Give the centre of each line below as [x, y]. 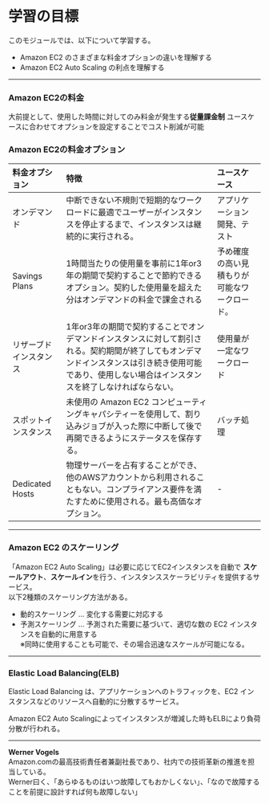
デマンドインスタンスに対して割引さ [134, 338]
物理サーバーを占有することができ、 [134, 465]
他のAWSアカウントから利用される [131, 477]
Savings [27, 275]
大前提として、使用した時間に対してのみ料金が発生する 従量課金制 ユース [128, 116]
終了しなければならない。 [130, 386]
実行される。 [114, 236]
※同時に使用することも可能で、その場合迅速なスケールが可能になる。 [134, 644]
